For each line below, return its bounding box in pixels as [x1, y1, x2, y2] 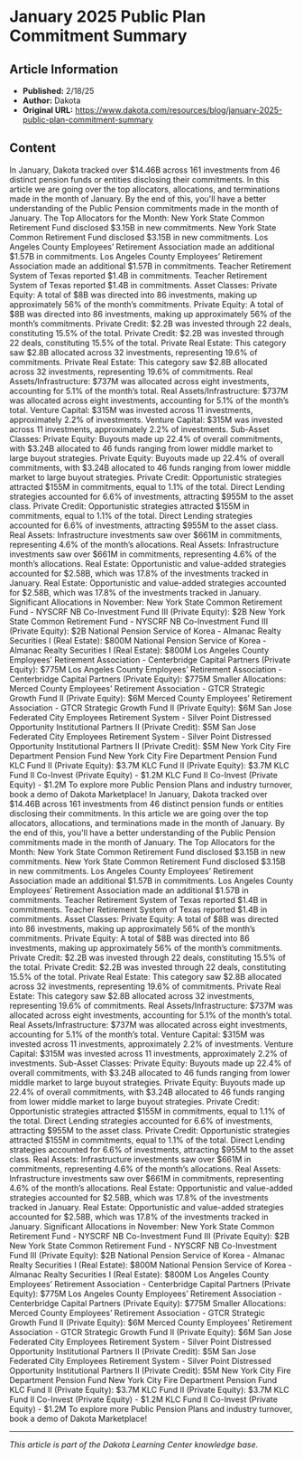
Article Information [9, 61, 119, 77]
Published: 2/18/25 [22, 86, 95, 96]
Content [9, 140, 57, 155]
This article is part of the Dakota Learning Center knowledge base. [9, 1439, 259, 1450]
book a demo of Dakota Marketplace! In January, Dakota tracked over [9, 788, 268, 799]
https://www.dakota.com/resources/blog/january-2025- [75, 105, 283, 115]
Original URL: [22, 105, 74, 115]
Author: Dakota [22, 95, 81, 106]
